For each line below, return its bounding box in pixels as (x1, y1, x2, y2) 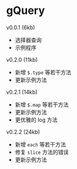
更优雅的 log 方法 (14, 116, 58, 123)
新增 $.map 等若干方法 (14, 101, 69, 108)
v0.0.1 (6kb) (6, 24, 35, 31)
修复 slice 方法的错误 (14, 148, 69, 156)
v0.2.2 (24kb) (6, 128, 40, 136)
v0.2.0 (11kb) (6, 56, 38, 63)
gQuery (6, 4, 45, 18)
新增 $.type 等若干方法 (14, 68, 72, 76)
